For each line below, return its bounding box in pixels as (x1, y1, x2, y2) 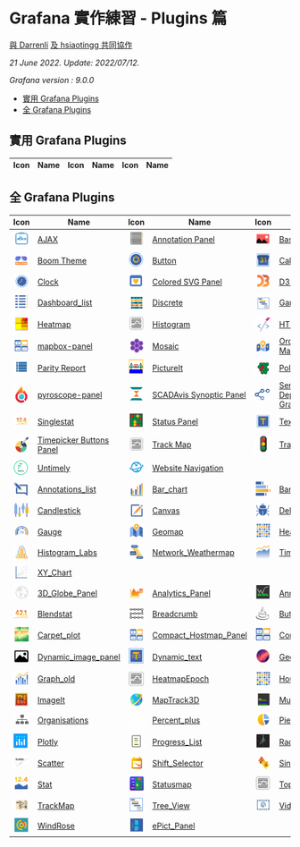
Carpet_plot (37, 630, 81, 640)
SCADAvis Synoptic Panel (152, 390, 246, 401)
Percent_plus (152, 715, 201, 725)
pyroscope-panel (37, 390, 103, 401)
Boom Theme (37, 256, 87, 267)
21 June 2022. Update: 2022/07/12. (9, 57, 140, 68)
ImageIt (37, 695, 65, 706)
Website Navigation (152, 462, 224, 473)
